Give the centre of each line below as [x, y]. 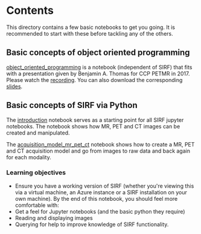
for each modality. [29, 157]
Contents [30, 11]
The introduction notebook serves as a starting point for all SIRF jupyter [95, 120]
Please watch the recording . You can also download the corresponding [94, 80]
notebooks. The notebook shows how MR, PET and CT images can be [93, 126]
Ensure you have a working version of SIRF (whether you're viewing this [104, 186]
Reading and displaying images [54, 218]
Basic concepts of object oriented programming [98, 53]
